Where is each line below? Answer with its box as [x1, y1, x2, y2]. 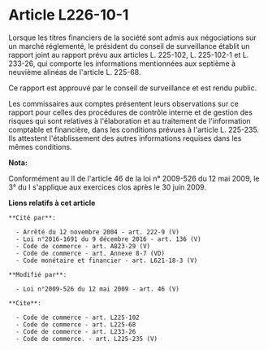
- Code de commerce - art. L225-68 [15, 320, 136, 329]
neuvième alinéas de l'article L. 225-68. [8, 67, 141, 77]
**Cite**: [8, 299, 42, 307]
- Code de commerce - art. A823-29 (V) [15, 242, 151, 250]
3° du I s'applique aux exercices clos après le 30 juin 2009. [8, 182, 207, 192]
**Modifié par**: [8, 270, 67, 278]
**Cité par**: [8, 213, 57, 221]
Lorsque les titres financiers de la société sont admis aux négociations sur [8, 33, 257, 42]
